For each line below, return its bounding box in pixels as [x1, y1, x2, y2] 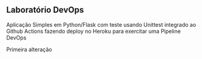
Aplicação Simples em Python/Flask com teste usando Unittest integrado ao [6, 21, 197, 28]
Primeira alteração [6, 46, 53, 53]
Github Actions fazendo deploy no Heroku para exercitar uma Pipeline [6, 27, 181, 35]
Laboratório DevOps [6, 5, 84, 15]
